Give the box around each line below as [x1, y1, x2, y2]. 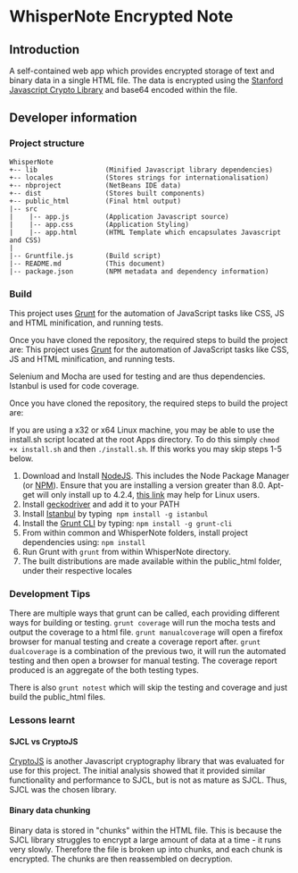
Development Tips [9, 587, 91, 600]
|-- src [9, 204, 38, 214]
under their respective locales [21, 565, 132, 575]
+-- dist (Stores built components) [9, 189, 205, 197]
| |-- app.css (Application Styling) [9, 220, 190, 229]
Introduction [9, 42, 80, 57]
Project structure [9, 137, 85, 149]
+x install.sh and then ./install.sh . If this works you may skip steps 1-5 [9, 443, 283, 454]
